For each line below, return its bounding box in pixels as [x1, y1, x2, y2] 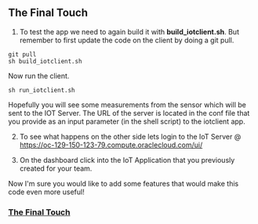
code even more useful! [8, 187, 85, 197]
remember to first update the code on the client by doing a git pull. [19, 35, 234, 45]
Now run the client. [8, 70, 70, 81]
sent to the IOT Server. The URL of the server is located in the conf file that [8, 108, 250, 117]
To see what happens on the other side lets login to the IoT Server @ [19, 132, 242, 141]
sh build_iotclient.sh [8, 57, 82, 65]
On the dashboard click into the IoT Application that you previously [19, 155, 235, 164]
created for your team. [19, 164, 93, 173]
